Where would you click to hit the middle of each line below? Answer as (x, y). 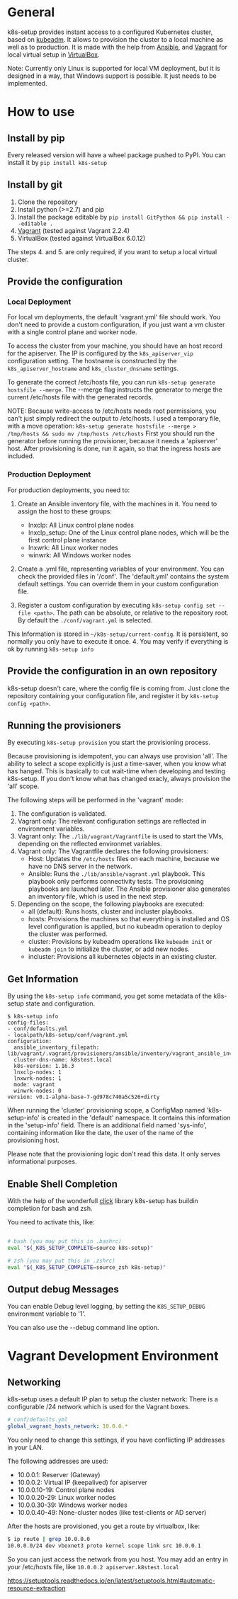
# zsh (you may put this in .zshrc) (61, 1261)
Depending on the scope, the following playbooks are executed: (111, 904)
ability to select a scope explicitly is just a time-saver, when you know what (117, 764)
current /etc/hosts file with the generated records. (80, 397)
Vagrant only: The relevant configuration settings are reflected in (112, 821)
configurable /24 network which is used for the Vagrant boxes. (99, 1407)
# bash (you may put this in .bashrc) (64, 1241)
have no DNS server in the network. (80, 866)
